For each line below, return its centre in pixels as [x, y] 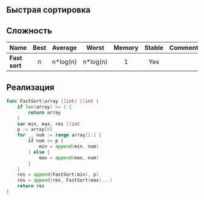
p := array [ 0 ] [35, 129]
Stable [154, 48]
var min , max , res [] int [49, 124]
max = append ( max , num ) [69, 157]
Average [64, 48]
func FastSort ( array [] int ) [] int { [53, 102]
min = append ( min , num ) [69, 147]
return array [45, 112]
